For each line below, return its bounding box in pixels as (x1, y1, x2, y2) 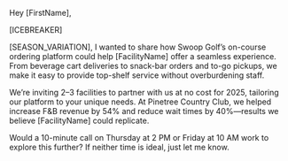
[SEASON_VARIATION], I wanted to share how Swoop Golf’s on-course (9, 42, 267, 52)
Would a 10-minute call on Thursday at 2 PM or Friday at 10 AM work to (9, 133, 269, 142)
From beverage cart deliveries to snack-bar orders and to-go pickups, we (9, 61, 277, 71)
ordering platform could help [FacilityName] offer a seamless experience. (9, 51, 276, 61)
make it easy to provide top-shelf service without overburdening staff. (9, 70, 265, 80)
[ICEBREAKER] (9, 25, 63, 34)
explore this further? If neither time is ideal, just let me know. (9, 142, 230, 152)
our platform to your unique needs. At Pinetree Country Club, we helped (9, 96, 272, 107)
